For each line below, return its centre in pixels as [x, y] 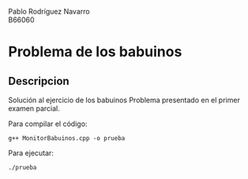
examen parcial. [34, 109]
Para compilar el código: [48, 124]
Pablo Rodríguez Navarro [49, 11]
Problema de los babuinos [95, 52]
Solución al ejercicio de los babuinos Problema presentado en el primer [124, 100]
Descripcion [39, 81]
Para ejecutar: [31, 153]
